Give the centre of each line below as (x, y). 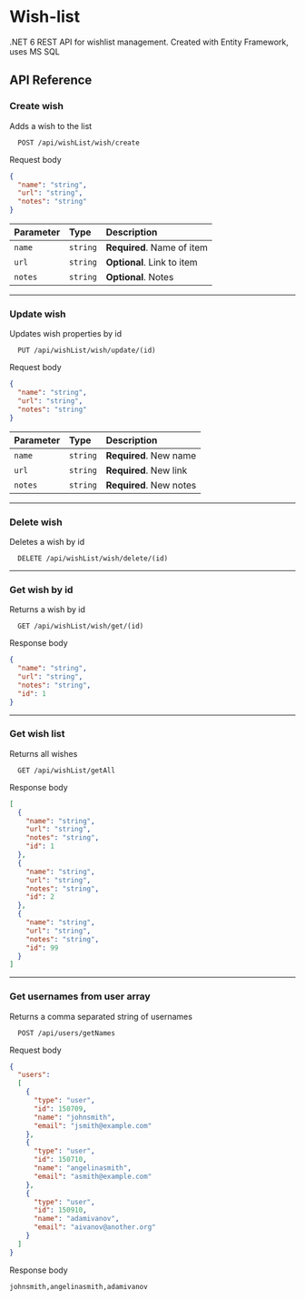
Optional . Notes (140, 277)
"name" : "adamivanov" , (76, 1219)
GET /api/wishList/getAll (67, 771)
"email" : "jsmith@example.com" (93, 1125)
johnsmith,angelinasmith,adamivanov (79, 1286)
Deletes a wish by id (47, 541)
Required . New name (151, 455)
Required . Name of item (157, 247)
